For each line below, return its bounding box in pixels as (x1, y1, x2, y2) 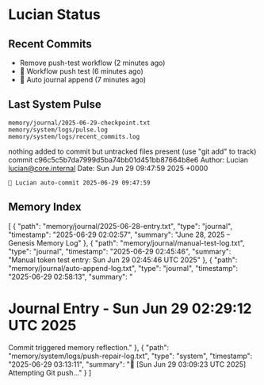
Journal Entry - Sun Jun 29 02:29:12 (8, 299, 252, 318)
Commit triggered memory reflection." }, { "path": (8, 342, 170, 352)
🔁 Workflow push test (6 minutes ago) (19, 67, 144, 76)
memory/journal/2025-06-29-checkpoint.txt (8, 119, 151, 127)
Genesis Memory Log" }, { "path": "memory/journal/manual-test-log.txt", (8, 238, 245, 247)
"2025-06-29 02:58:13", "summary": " (8, 272, 133, 281)
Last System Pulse (8, 97, 101, 112)
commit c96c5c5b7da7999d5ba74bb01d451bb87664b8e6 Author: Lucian (8, 154, 248, 164)
